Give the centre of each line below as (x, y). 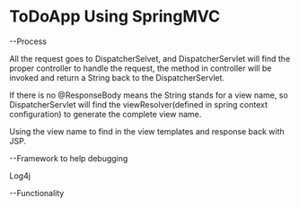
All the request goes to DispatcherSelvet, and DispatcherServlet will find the (150, 58)
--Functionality (37, 193)
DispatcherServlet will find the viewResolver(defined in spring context (138, 104)
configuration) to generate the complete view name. (106, 114)
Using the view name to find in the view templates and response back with (147, 131)
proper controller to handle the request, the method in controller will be (141, 68)
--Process (28, 41)
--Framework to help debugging (69, 158)
